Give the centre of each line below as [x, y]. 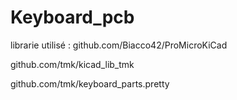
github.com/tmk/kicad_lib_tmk [72, 64]
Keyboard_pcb [72, 17]
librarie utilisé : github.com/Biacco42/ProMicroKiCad [119, 45]
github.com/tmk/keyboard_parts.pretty [90, 83]
